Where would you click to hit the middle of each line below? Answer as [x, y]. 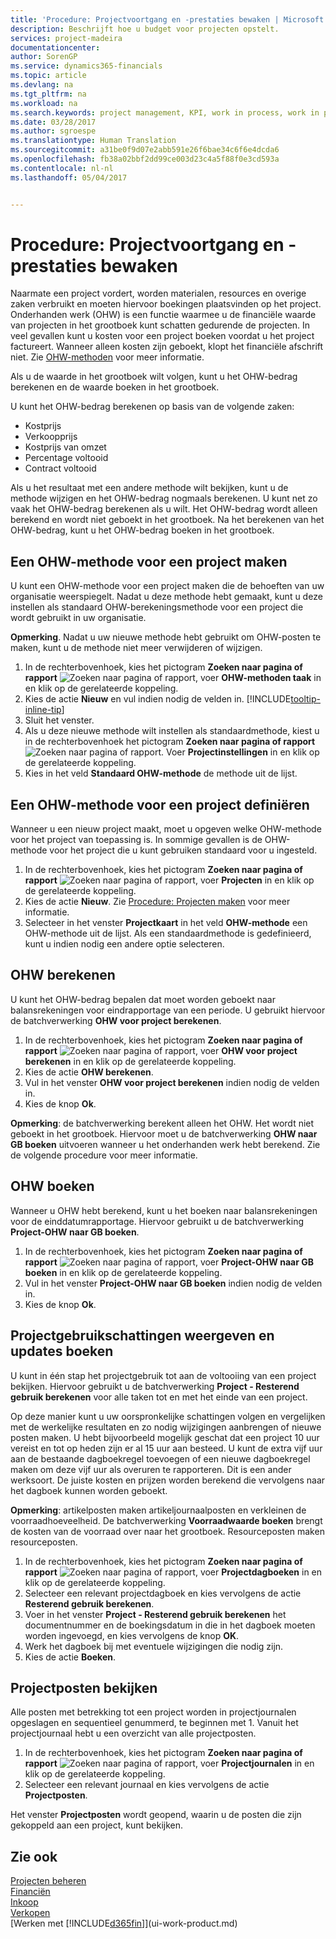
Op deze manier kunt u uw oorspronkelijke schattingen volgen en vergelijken [168, 1416]
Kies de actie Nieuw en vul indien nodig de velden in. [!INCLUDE [158, 699]
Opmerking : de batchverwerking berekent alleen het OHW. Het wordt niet [162, 1123]
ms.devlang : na [42, 85]
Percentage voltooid [66, 458]
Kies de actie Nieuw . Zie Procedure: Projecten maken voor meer [157, 902]
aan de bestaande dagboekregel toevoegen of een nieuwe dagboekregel [160, 1458]
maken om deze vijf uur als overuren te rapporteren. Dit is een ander [151, 1469]
